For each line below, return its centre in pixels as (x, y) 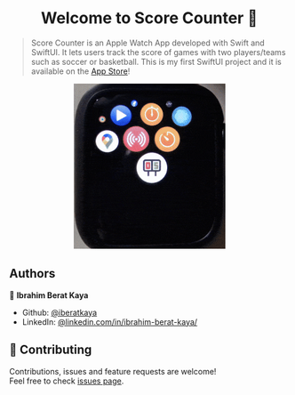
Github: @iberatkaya (60, 312)
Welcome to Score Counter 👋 (149, 18)
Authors (32, 274)
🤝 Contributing (51, 350)
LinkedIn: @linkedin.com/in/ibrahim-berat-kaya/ (110, 322)
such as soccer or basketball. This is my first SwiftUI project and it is (156, 61)
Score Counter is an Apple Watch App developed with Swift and (147, 43)
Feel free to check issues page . (67, 381)
